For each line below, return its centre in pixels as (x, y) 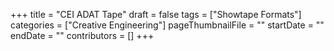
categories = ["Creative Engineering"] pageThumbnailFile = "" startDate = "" (167, 25)
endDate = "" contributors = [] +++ (82, 35)
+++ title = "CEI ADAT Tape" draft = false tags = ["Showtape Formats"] (156, 14)
